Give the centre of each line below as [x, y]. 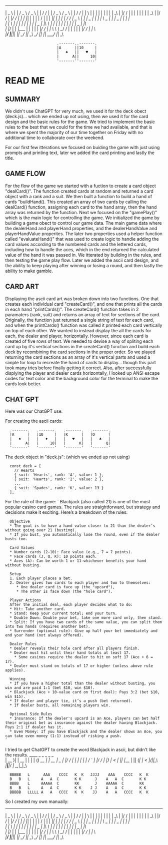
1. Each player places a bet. [41, 578]
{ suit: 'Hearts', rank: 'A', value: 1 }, [59, 475]
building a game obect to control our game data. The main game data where [83, 223]
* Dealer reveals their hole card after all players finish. [75, 648]
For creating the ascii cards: [34, 421]
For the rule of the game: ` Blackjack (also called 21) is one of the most [78, 502]
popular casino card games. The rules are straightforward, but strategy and [83, 507]
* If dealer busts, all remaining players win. [60, 705]
